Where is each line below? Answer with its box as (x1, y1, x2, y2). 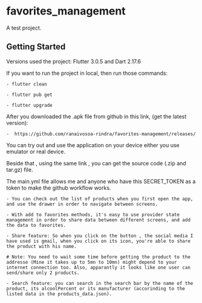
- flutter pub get (6, 92, 53, 98)
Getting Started (6, 42, 66, 52)
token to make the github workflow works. (6, 184, 111, 191)
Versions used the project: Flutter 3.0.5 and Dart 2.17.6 (6, 57, 141, 65)
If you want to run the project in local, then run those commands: (6, 69, 168, 77)
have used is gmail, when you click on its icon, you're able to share (6, 238, 191, 244)
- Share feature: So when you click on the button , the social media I (6, 232, 194, 239)
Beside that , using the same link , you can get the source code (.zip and (6, 159, 186, 167)
